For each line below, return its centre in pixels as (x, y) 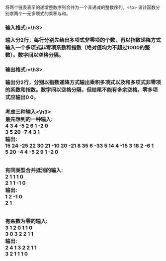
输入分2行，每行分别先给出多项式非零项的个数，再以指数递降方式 (83, 40)
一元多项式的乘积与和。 (46, 13)
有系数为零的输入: (27, 221)
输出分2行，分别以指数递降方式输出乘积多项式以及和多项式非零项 (83, 82)
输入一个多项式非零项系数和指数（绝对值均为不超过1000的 (75, 48)
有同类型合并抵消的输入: (34, 170)
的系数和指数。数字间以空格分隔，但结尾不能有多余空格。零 (77, 89)
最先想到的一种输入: (29, 119)
